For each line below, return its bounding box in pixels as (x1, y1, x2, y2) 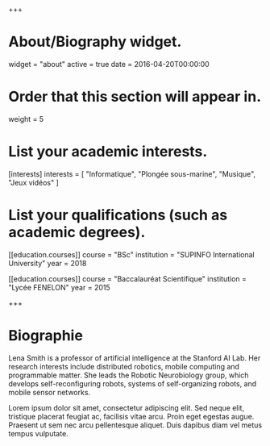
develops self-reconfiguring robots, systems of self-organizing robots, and (8, 378, 257, 388)
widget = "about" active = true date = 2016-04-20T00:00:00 (8, 59, 210, 69)
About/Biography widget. (8, 33, 182, 51)
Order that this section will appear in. (8, 88, 262, 106)
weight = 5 (8, 114, 44, 123)
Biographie (8, 326, 83, 344)
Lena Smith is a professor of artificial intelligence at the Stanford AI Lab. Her (8, 352, 261, 363)
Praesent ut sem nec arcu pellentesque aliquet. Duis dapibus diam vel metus (8, 420, 263, 430)
